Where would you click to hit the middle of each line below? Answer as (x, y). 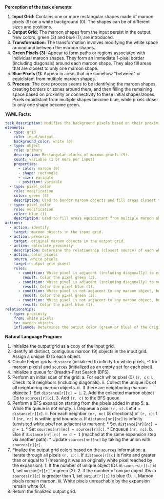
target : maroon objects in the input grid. (59, 232)
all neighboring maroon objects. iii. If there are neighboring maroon (79, 388)
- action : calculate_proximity (41, 246)
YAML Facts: (18, 114)
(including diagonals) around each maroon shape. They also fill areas (82, 63)
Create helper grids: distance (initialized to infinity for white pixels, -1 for (85, 362)
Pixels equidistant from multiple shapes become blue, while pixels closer (85, 99)
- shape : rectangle (38, 173)
